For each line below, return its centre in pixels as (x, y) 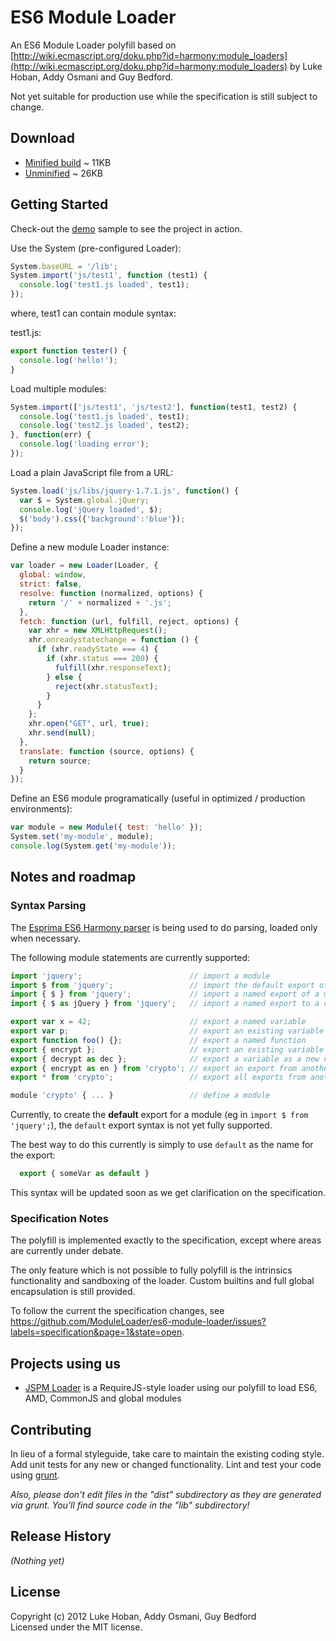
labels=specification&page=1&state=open (96, 1332)
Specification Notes (59, 1218)
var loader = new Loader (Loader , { (84, 566)
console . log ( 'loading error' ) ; (84, 444)
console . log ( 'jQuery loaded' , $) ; (91, 509)
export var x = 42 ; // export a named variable (158, 1022)
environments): (41, 809)
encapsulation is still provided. (73, 1292)
